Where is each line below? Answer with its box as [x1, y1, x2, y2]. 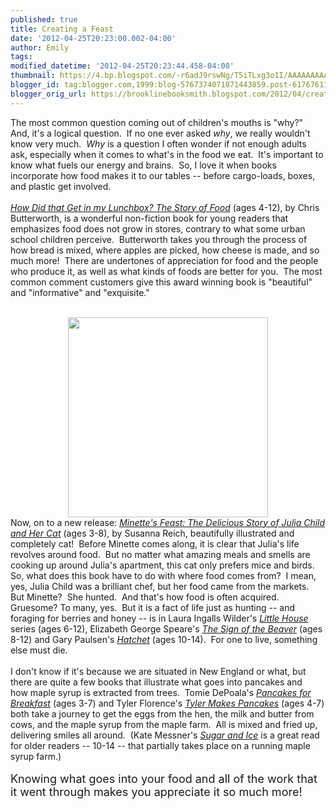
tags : [10, 52, 33, 62]
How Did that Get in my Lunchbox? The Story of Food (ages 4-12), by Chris [10, 201, 320, 213]
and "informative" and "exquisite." [10, 286, 150, 298]
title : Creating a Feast [10, 24, 114, 34]
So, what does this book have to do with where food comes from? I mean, [10, 569, 317, 581]
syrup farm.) [10, 750, 62, 762]
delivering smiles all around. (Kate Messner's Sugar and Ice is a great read [10, 729, 320, 741]
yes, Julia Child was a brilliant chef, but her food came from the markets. [10, 580, 310, 592]
